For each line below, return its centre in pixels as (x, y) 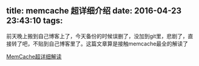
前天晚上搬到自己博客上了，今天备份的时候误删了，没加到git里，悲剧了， (97, 36)
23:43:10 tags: (35, 21)
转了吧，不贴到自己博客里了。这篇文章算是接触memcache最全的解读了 (100, 44)
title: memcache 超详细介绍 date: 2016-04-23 (94, 11)
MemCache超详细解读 (34, 56)
